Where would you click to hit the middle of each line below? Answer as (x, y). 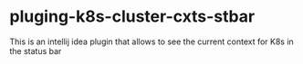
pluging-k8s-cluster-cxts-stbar (132, 17)
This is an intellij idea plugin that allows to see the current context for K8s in (151, 41)
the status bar (36, 50)
